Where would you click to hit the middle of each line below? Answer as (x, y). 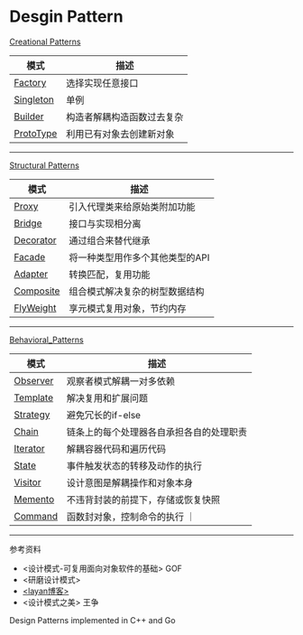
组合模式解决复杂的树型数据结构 (137, 291)
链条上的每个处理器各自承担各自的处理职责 (157, 432)
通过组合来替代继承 (110, 240)
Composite (37, 291)
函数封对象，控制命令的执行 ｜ (131, 517)
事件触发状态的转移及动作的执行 (134, 465)
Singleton (34, 99)
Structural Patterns (44, 165)
